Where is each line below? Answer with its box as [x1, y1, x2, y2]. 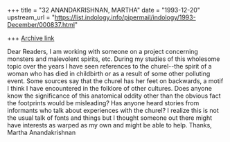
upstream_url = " [7, 13, 55, 21]
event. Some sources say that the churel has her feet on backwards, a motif [7, 77, 224, 85]
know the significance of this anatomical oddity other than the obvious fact [7, 91, 221, 100]
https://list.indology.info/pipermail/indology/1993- [54, 13, 196, 21]
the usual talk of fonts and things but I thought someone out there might [7, 114, 213, 122]
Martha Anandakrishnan [7, 128, 76, 136]
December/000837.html [7, 21, 75, 28]
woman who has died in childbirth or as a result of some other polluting [7, 69, 211, 78]
